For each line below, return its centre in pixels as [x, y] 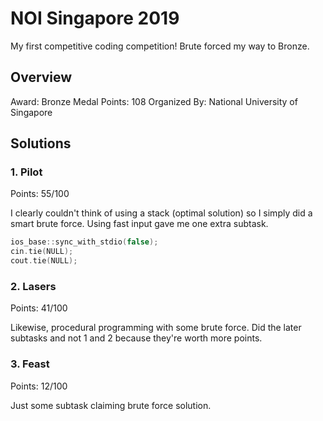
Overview [41, 77]
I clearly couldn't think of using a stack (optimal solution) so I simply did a [161, 213]
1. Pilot [26, 172]
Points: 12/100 [39, 386]
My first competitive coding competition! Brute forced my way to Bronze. [160, 46]
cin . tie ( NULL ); [42, 252]
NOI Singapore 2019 [95, 18]
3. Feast [30, 364]
